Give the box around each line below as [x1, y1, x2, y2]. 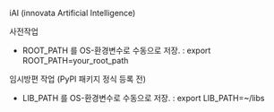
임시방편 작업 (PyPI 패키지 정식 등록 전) [9, 73, 146, 84]
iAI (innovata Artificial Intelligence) [9, 8, 136, 18]
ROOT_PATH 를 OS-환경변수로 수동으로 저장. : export [21, 45, 211, 56]
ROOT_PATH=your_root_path [21, 56, 129, 65]
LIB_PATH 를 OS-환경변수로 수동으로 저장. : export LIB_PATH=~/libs [21, 93, 265, 103]
